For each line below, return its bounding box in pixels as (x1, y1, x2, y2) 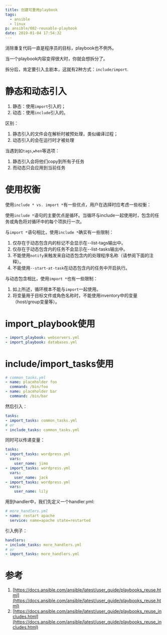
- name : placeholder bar (5, 389, 57, 394)
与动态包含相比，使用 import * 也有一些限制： (5, 275, 98, 281)
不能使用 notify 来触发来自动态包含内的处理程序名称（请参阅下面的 (12, 252, 149, 258)
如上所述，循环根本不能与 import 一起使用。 (12, 286, 101, 292)
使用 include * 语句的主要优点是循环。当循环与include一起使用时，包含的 (5, 212, 155, 218)
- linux (10, 21, 26, 27)
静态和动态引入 (5, 86, 67, 97)
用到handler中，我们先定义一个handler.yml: (5, 499, 95, 505)
